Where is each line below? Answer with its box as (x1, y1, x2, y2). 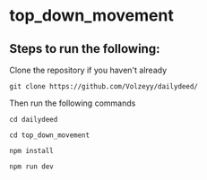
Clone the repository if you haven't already (9, 64, 168, 75)
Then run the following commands (9, 98, 136, 108)
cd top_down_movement (9, 131, 91, 140)
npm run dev (9, 162, 54, 171)
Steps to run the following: (9, 41, 160, 56)
